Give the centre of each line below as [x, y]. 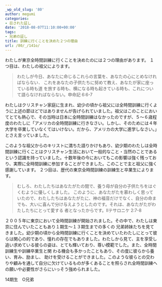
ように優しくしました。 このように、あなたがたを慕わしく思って [89, 192]
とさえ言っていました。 [28, 135]
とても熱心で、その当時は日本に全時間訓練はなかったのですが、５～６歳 [81, 117]
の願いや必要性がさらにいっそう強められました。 [54, 269]
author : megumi [20, 14]
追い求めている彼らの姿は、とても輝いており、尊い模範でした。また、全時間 [81, 245]
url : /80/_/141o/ [22, 46]
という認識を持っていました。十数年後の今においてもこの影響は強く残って [79, 158]
